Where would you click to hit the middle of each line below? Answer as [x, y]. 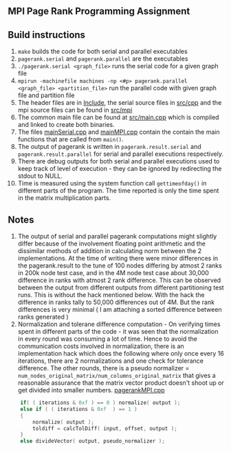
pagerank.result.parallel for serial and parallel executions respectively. [121, 154]
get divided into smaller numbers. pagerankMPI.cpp [91, 390]
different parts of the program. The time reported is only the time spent [118, 191]
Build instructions [46, 35]
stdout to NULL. [40, 176]
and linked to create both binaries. [66, 125]
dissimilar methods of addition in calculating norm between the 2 [110, 251]
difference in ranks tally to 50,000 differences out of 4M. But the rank [116, 302]
